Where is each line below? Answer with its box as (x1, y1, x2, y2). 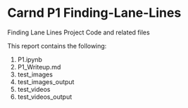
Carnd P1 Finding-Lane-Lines (7, 5, 182, 21)
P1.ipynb (17, 55, 42, 64)
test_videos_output (17, 93, 73, 101)
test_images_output (17, 77, 75, 86)
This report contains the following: (7, 41, 107, 50)
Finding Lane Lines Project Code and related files (7, 28, 150, 36)
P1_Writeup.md (17, 62, 61, 71)
